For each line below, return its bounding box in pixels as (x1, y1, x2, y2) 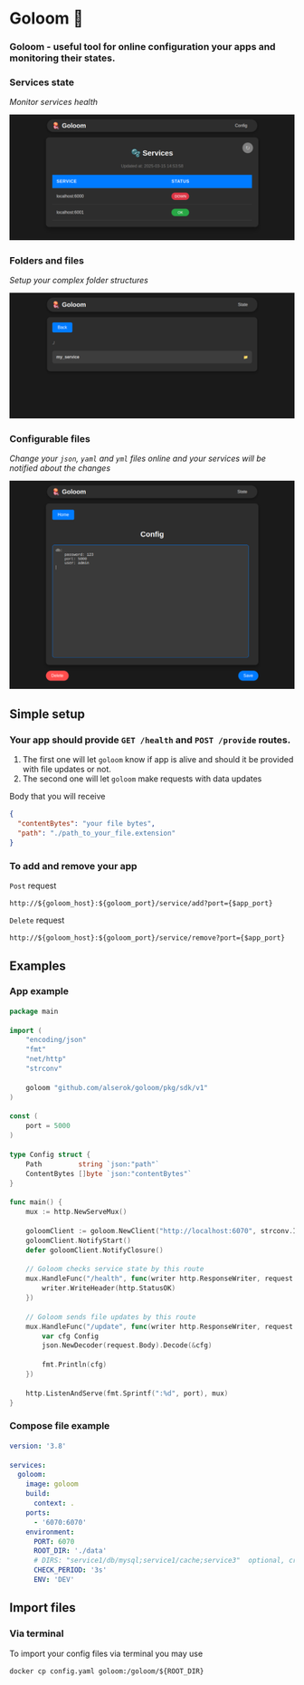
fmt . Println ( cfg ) (42, 1360, 107, 1370)
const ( (9, 1112, 39, 1121)
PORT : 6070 (33, 1537, 75, 1546)
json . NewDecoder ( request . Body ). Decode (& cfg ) (42, 1341, 213, 1350)
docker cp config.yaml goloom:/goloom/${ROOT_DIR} (9, 1666, 204, 1676)
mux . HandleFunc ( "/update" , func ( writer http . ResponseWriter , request (25, 1322, 294, 1331)
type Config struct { (9, 1150, 91, 1159)
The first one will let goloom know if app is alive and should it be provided (22, 754, 294, 765)
